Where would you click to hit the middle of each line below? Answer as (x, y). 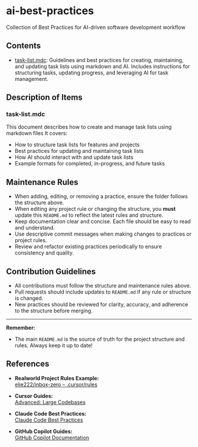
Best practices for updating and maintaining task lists (79, 151)
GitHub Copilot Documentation (52, 438)
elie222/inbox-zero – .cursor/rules (56, 384)
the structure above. (39, 203)
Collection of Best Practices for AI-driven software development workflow (96, 27)
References (28, 364)
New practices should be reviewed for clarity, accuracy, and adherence (101, 305)
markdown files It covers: (37, 133)
